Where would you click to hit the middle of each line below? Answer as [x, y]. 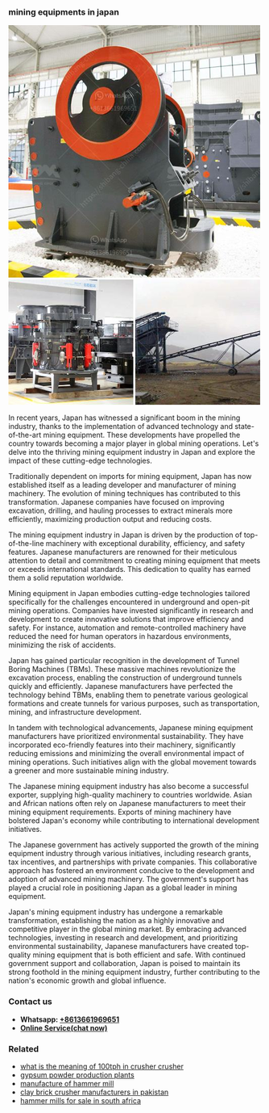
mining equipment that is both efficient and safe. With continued [139, 955]
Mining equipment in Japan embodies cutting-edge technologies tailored [129, 594]
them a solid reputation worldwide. [66, 578]
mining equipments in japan [64, 12]
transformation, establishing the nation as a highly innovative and [116, 921]
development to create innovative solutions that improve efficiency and [126, 619]
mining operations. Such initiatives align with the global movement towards [132, 762]
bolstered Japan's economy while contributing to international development [134, 821]
